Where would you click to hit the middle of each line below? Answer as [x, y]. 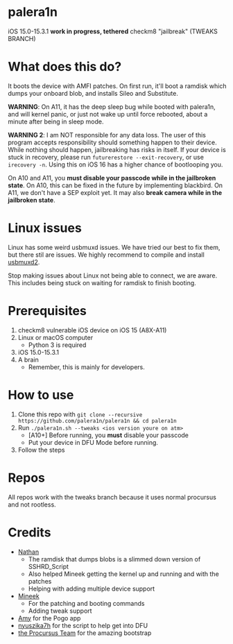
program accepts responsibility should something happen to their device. [112, 142]
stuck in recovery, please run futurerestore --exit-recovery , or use [106, 157]
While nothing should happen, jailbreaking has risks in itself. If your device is [117, 149]
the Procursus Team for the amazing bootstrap [85, 633]
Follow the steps [41, 450]
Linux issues [45, 228]
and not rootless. [32, 505]
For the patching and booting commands [86, 603]
